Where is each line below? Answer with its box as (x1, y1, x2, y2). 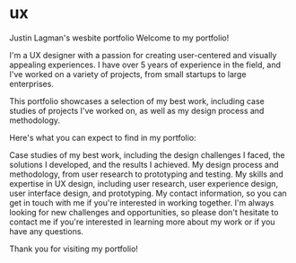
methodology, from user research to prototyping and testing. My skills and (9, 169, 284, 180)
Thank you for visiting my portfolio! (9, 243, 139, 254)
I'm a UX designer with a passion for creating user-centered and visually (9, 49, 277, 60)
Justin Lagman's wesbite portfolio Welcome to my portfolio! (9, 32, 230, 43)
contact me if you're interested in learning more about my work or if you (9, 216, 275, 227)
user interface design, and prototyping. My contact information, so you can (9, 188, 287, 198)
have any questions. (9, 225, 83, 236)
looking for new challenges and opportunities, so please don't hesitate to (9, 206, 279, 217)
